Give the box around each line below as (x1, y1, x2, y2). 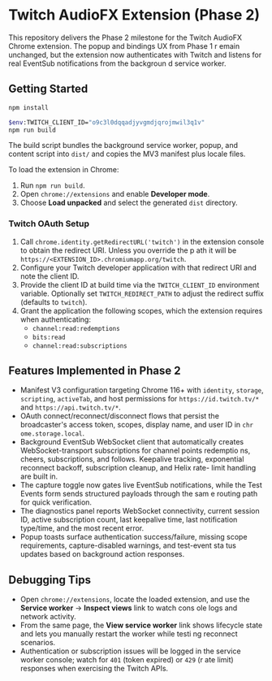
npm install (8, 103, 49, 111)
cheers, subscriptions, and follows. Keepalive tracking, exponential (19, 454, 244, 464)
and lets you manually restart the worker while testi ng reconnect (19, 629, 238, 639)
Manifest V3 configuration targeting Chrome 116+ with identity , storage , (19, 385, 264, 395)
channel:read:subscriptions (32, 341, 127, 350)
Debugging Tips (8, 573, 92, 587)
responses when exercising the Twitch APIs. (19, 664, 169, 674)
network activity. (19, 612, 76, 622)
